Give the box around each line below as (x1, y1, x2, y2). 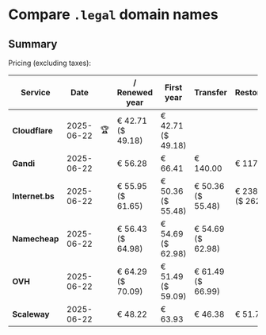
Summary (8, 37, 58, 51)
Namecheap (12, 233, 59, 244)
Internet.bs (12, 191, 55, 202)
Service (21, 87, 51, 98)
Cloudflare (12, 125, 53, 136)
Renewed (116, 87, 153, 98)
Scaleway (12, 309, 50, 319)
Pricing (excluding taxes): (8, 58, 92, 67)
